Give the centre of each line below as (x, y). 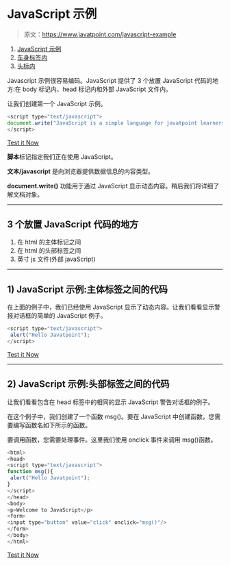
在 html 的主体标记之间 (49, 242)
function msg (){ (30, 472)
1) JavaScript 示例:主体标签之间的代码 (87, 289)
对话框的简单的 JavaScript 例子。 (60, 316)
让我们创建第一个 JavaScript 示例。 (57, 103)
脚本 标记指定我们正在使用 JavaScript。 (62, 156)
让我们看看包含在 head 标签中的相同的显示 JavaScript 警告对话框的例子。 (111, 402)
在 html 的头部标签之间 (49, 251)
